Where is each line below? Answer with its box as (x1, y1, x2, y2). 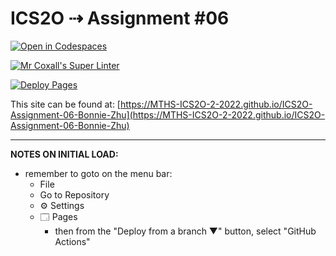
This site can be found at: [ (10, 98, 121, 110)
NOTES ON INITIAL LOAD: (10, 148, 119, 160)
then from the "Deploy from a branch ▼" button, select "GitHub (54, 225, 317, 237)
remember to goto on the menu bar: (24, 167, 173, 179)
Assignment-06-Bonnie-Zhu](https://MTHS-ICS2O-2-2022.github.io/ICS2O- (10, 108, 326, 121)
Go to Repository (39, 188, 110, 201)
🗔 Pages (39, 210, 78, 222)
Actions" (54, 235, 91, 247)
